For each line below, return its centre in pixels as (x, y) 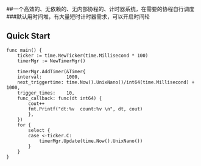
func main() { (24, 50)
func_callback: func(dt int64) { (60, 98)
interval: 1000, (49, 77)
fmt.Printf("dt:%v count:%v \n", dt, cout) (86, 109)
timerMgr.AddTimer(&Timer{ (51, 71)
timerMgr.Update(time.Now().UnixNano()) (91, 141)
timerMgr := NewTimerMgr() (51, 61)
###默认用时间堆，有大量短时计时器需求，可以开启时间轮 (78, 16)
